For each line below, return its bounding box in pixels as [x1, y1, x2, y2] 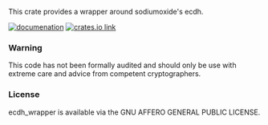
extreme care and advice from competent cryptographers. [8, 69, 201, 79]
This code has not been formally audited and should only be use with [8, 60, 237, 71]
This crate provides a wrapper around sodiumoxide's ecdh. [8, 7, 204, 16]
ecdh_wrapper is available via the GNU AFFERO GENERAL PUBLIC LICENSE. [8, 107, 261, 117]
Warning [8, 42, 43, 53]
